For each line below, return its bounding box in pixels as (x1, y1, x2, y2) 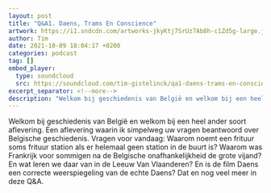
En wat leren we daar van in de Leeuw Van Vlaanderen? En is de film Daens (8, 159, 259, 170)
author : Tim (8, 34, 48, 43)
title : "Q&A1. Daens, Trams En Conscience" (8, 19, 157, 27)
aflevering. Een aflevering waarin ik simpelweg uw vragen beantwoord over (8, 125, 260, 135)
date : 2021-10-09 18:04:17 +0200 (8, 42, 121, 50)
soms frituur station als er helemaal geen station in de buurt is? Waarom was (8, 142, 263, 152)
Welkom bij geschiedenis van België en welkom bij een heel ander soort (8, 116, 247, 126)
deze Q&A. (8, 177, 44, 187)
